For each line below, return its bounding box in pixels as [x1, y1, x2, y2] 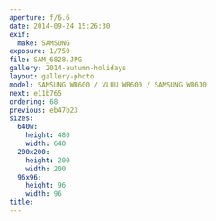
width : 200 [25, 164, 67, 173]
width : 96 [25, 189, 63, 198]
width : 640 [25, 139, 67, 148]
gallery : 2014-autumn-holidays [9, 64, 127, 73]
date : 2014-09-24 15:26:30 [9, 22, 111, 31]
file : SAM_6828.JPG [9, 55, 83, 64]
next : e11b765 [9, 88, 63, 97]
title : [9, 198, 34, 207]
